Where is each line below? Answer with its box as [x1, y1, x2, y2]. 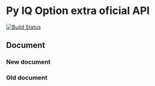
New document [6, 58, 51, 66]
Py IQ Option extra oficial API [6, 4, 150, 18]
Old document [6, 74, 48, 82]
